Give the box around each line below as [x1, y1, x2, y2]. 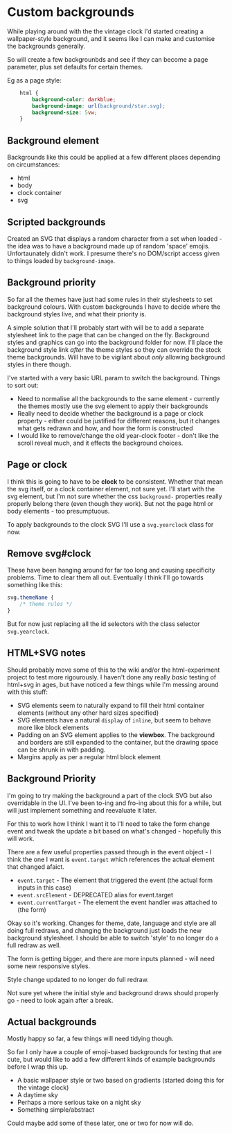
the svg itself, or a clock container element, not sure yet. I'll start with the [7, 484, 215, 493]
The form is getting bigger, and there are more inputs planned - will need [7, 954, 215, 963]
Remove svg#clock [7, 548, 91, 559]
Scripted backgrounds [7, 216, 106, 228]
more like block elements [17, 723, 89, 731]
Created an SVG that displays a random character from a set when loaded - [7, 234, 223, 243]
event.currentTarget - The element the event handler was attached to [17, 898, 218, 906]
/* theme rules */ [19, 601, 73, 608]
